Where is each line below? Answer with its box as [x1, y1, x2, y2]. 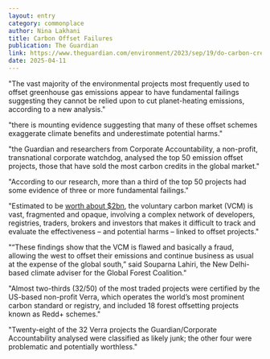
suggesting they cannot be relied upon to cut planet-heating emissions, [8, 96, 245, 105]
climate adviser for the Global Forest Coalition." [31, 267, 187, 278]
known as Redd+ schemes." [8, 309, 101, 319]
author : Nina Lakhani [8, 27, 81, 35]
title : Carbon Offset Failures [8, 34, 113, 43]
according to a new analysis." [8, 104, 106, 113]
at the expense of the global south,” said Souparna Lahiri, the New [8, 259, 228, 269]
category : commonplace [8, 19, 84, 27]
